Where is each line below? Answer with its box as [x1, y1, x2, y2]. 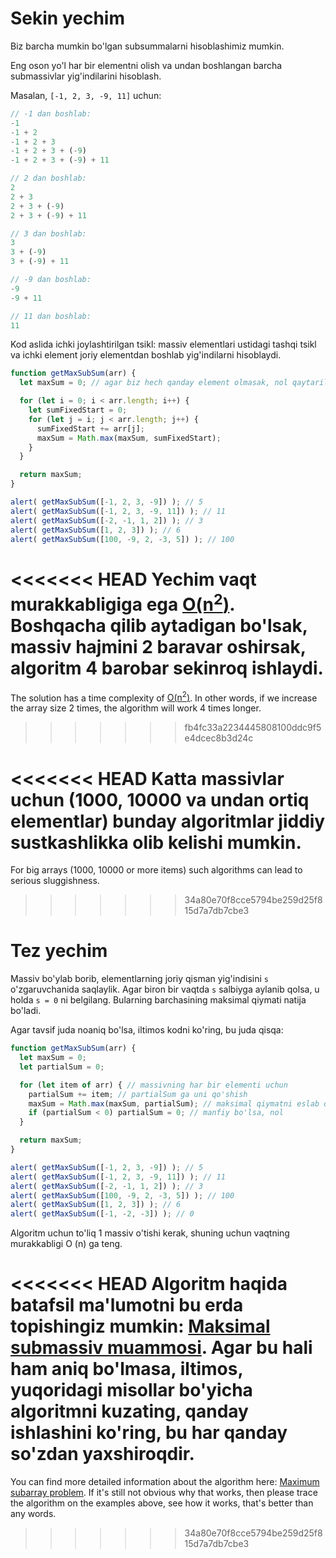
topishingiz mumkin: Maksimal [10, 1315, 271, 1338]
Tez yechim [10, 940, 108, 962]
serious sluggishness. [10, 875, 100, 887]
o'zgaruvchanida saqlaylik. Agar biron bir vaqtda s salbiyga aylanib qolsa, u [10, 983, 320, 996]
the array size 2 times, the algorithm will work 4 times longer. [10, 702, 262, 714]
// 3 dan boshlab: [10, 228, 87, 239]
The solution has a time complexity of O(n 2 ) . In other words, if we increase [10, 690, 318, 704]
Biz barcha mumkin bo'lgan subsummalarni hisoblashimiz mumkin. [10, 40, 285, 52]
